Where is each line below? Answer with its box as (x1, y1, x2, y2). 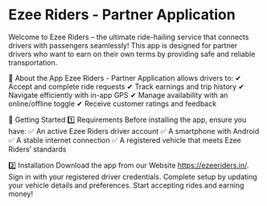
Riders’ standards (8, 144, 67, 154)
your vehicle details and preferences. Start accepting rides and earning (8, 180, 244, 190)
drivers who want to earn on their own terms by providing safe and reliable (8, 49, 256, 59)
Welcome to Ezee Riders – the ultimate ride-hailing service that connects (8, 32, 249, 42)
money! (8, 188, 34, 198)
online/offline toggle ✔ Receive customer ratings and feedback (8, 99, 217, 108)
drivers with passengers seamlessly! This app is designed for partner (8, 40, 238, 50)
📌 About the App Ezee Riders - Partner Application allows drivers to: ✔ (8, 73, 242, 83)
